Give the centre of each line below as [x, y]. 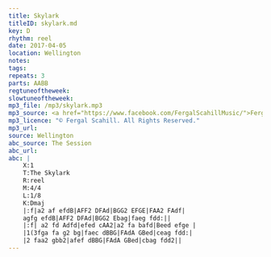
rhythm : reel [30, 38]
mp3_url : [23, 128]
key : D [19, 31]
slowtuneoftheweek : [41, 98]
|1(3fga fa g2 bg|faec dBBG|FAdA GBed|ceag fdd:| [108, 233]
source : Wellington [41, 135]
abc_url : [23, 151]
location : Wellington [45, 53]
